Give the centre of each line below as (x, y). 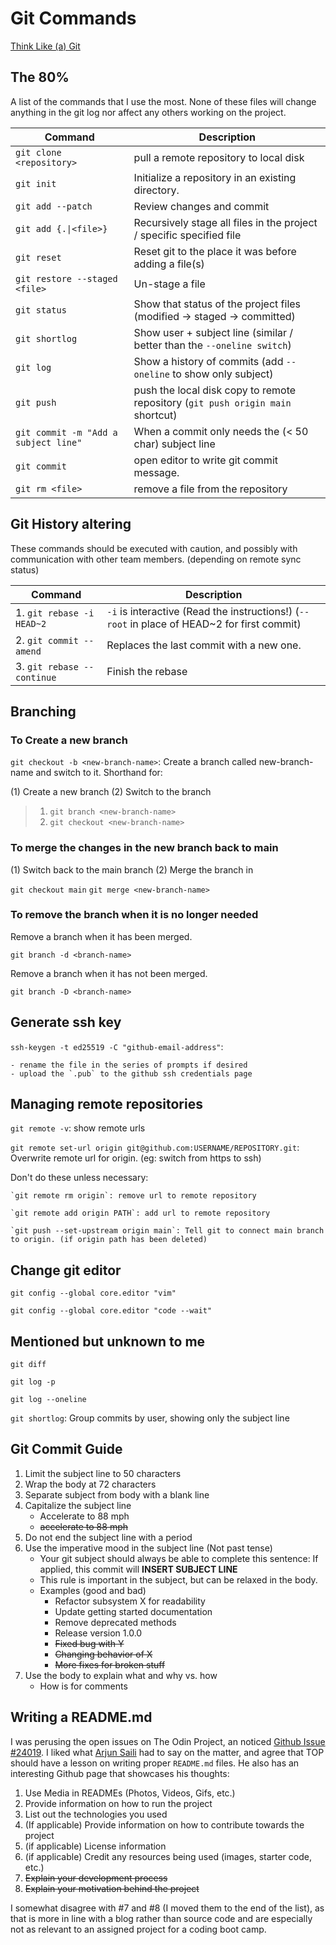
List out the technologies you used (96, 1814)
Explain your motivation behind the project (112, 1888)
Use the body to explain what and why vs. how (121, 1675)
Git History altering (71, 524)
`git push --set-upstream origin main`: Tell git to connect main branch (167, 1231)
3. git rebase (47, 666)
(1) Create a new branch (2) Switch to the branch (111, 792)
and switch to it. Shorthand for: (99, 773)
